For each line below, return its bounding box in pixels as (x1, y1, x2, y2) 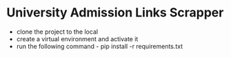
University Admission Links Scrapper (6, 5, 224, 21)
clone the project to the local (16, 27, 98, 36)
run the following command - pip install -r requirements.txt (16, 42, 183, 50)
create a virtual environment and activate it (16, 34, 139, 43)
